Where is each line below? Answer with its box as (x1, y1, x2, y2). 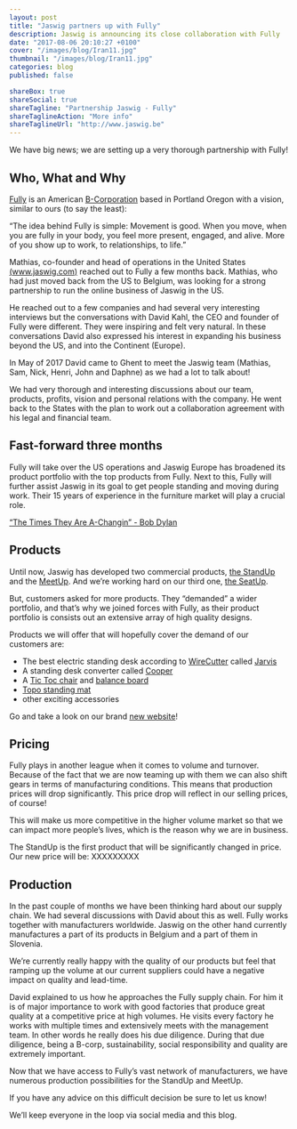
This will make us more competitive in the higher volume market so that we (9, 815, 284, 826)
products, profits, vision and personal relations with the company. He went (9, 393, 282, 404)
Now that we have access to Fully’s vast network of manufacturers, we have (9, 1066, 288, 1077)
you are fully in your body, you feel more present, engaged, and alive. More (9, 230, 285, 240)
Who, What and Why (9, 170, 126, 185)
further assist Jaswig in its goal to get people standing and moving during (9, 480, 279, 491)
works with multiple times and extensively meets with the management (9, 1020, 269, 1031)
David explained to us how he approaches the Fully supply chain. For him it (9, 992, 284, 1003)
